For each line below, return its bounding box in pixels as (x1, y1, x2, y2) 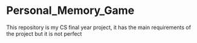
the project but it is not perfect (6, 30, 82, 37)
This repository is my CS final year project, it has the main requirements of (6, 24, 192, 31)
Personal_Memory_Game (6, 4, 135, 18)
